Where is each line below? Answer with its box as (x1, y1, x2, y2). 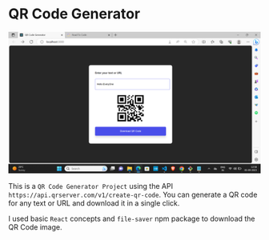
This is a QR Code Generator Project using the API (8, 182, 174, 191)
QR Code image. (8, 222, 62, 232)
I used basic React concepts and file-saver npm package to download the (8, 214, 255, 224)
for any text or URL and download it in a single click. (8, 198, 180, 208)
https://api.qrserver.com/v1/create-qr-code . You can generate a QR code (8, 190, 258, 200)
